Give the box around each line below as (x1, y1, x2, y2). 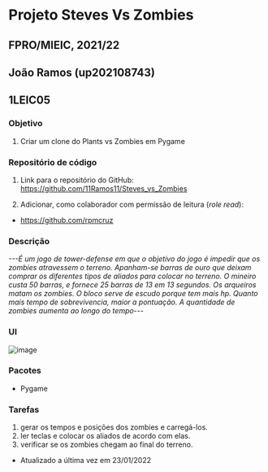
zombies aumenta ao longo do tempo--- (8, 306, 144, 316)
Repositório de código (8, 156, 97, 168)
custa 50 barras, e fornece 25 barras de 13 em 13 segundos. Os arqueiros (8, 280, 257, 290)
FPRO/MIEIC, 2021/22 (8, 38, 120, 52)
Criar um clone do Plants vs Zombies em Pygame (19, 136, 185, 146)
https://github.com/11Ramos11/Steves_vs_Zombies (19, 183, 188, 193)
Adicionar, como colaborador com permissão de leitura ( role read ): (19, 199, 244, 209)
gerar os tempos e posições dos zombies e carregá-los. (19, 422, 209, 432)
